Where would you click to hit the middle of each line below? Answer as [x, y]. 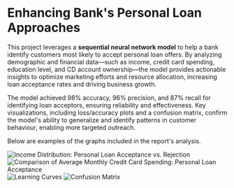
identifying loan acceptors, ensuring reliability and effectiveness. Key [107, 105]
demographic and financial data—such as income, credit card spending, [111, 62]
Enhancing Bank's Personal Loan [105, 13]
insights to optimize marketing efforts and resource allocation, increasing [112, 77]
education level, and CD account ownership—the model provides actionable [117, 69]
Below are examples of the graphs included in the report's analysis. [104, 140]
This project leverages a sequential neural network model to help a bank [113, 47]
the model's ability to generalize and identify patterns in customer [102, 120]
